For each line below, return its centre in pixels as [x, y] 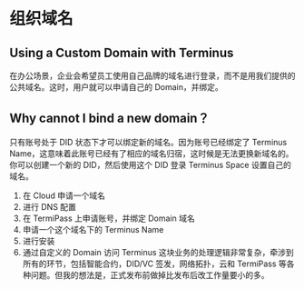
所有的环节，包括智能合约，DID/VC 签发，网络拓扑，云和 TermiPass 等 [155, 264]
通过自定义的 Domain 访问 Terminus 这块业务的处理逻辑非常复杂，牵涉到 [158, 252]
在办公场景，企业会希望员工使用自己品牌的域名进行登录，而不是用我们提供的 [152, 75]
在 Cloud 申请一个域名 [64, 195]
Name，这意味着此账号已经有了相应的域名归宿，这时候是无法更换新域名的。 [152, 153]
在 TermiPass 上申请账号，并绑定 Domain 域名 [108, 218]
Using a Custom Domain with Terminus [122, 52]
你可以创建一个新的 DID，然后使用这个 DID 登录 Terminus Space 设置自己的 [151, 164]
